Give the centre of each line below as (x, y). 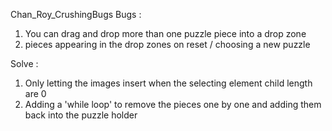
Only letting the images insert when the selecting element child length (168, 83)
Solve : (24, 63)
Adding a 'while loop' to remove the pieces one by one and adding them (173, 104)
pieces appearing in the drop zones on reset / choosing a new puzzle (167, 44)
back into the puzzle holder (81, 115)
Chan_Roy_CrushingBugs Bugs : (76, 14)
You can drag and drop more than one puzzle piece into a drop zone (165, 33)
